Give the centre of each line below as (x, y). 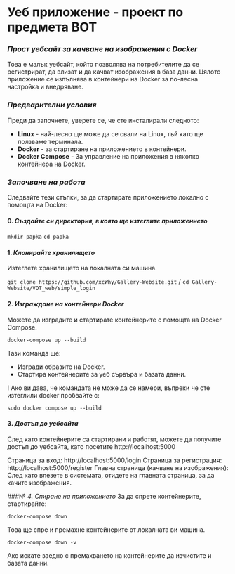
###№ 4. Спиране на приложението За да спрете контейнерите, (104, 496)
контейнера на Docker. (51, 164)
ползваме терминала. (50, 141)
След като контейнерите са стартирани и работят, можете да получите (114, 439)
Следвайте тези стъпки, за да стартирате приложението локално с (108, 197)
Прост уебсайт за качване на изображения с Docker (102, 49)
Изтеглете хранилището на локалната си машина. (82, 268)
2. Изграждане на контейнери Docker (66, 304)
